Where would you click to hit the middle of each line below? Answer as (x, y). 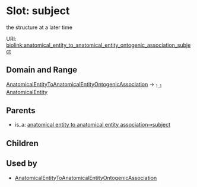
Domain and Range (42, 70)
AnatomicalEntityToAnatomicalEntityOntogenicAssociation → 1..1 (84, 85)
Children (22, 143)
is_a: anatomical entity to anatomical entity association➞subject (93, 125)
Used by (22, 164)
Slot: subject (38, 11)
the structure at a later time (39, 27)
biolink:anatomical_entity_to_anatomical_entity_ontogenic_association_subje (99, 45)
